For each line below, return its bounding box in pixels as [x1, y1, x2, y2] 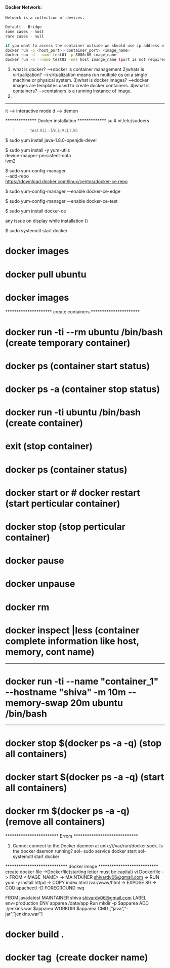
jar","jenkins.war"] [5, 911, 43, 917]
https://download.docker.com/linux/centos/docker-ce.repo [5, 178, 128, 185]
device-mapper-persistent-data [5, 153, 71, 159]
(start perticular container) [5, 497, 120, 509]
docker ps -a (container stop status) [5, 383, 160, 395]
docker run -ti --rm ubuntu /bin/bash [5, 326, 163, 338]
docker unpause [5, 578, 75, 590]
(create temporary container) [5, 337, 131, 348]
